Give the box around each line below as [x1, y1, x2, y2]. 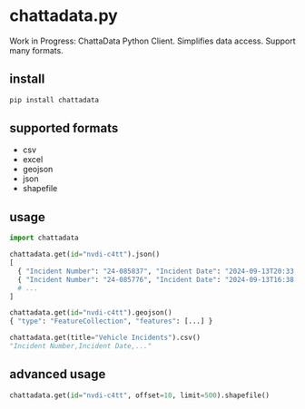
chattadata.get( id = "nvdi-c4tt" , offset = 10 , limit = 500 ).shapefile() [9, 391, 271, 400]
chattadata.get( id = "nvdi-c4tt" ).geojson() [9, 308, 172, 317]
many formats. [9, 44, 64, 55]
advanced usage [9, 366, 106, 382]
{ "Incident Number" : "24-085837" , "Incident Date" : [17, 267, 221, 276]
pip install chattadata [9, 95, 100, 104]
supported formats [9, 121, 119, 136]
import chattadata [9, 233, 79, 243]
